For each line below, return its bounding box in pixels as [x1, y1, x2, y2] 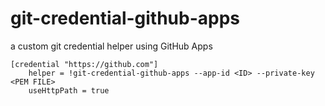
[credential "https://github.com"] [10, 59, 159, 69]
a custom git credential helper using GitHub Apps [10, 40, 213, 52]
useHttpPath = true [28, 85, 110, 96]
